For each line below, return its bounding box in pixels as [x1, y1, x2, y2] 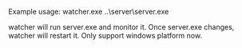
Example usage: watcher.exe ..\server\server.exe [8, 7, 169, 16]
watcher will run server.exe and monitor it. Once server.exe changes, [8, 22, 235, 31]
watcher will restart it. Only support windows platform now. [8, 31, 202, 40]
